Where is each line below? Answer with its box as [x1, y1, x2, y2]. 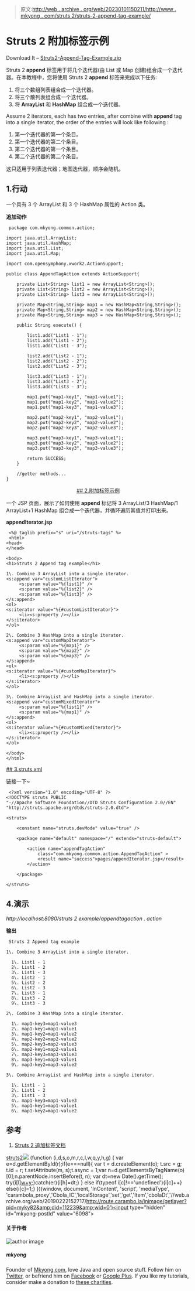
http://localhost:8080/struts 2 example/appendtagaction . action [6, 915, 162, 922]
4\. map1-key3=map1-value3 [11, 1098, 77, 1104]
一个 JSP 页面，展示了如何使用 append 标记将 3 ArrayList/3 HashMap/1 [6, 499, 178, 506]
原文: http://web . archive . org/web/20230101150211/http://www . [20, 6, 176, 12]
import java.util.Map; [6, 250, 61, 257]
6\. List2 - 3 [11, 985, 46, 991]
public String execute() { [16, 322, 82, 328]
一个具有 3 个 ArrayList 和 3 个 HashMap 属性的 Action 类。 [6, 200, 149, 207]
